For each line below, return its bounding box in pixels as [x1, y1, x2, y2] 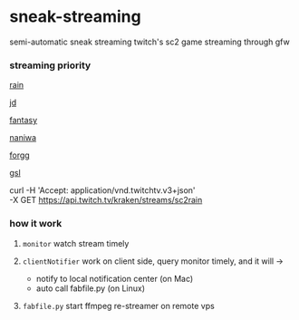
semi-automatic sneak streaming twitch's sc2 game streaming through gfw [9, 36, 290, 47]
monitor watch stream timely [22, 238, 130, 248]
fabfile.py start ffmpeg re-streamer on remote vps [22, 300, 215, 311]
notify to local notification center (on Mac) [35, 273, 194, 284]
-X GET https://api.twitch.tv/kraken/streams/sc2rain [9, 195, 203, 206]
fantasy [9, 115, 38, 126]
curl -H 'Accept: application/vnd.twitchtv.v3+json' [9, 185, 197, 196]
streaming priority [9, 59, 92, 72]
